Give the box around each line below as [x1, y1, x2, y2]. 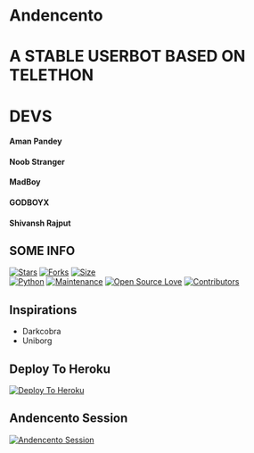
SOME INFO [9, 243, 76, 259]
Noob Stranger [9, 156, 65, 167]
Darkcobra [21, 326, 61, 337]
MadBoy [9, 177, 42, 187]
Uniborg [21, 335, 53, 346]
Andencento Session [9, 411, 128, 426]
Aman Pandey [9, 136, 62, 147]
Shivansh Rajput [9, 218, 71, 228]
